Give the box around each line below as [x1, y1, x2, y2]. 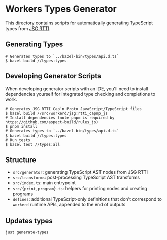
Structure [5, 155, 37, 164]
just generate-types [5, 230, 49, 235]
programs [12, 191, 34, 197]
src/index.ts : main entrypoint [12, 180, 76, 186]
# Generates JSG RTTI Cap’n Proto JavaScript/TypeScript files [5, 106, 142, 111]
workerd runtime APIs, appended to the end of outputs [12, 202, 126, 208]
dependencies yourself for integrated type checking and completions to [5, 91, 156, 97]
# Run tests [5, 137, 30, 143]
